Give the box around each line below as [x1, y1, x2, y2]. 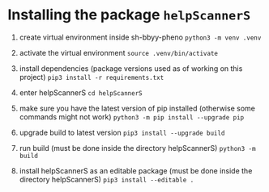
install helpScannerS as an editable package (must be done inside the [19, 165, 253, 175]
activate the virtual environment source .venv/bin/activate [19, 48, 218, 57]
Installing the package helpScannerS [7, 6, 251, 24]
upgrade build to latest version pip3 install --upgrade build [19, 127, 225, 137]
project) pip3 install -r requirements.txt [19, 72, 164, 81]
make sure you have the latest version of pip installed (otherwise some [19, 103, 256, 113]
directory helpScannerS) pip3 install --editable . [19, 174, 194, 184]
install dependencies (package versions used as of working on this [19, 63, 243, 73]
